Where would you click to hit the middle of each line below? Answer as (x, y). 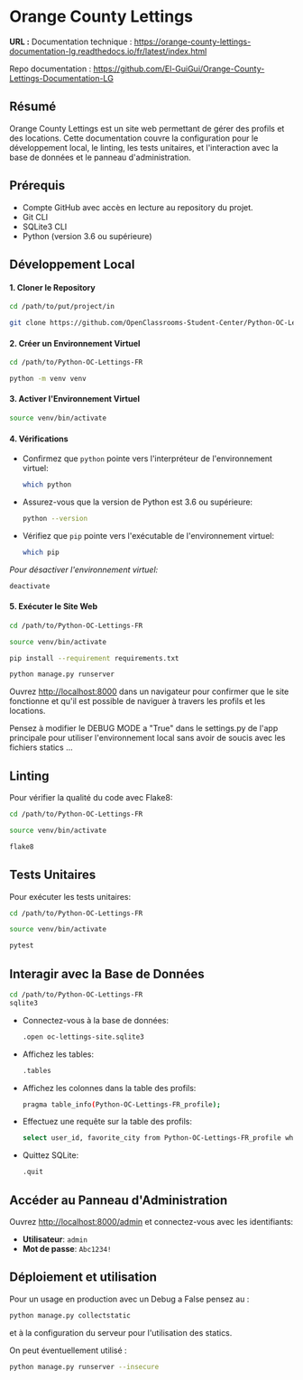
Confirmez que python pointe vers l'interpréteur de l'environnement (147, 458)
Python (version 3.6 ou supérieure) (87, 236)
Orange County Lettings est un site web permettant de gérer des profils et (147, 128)
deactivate (30, 586)
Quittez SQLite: (50, 1155)
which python (47, 485)
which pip (41, 552)
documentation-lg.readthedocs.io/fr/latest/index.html (108, 51)
